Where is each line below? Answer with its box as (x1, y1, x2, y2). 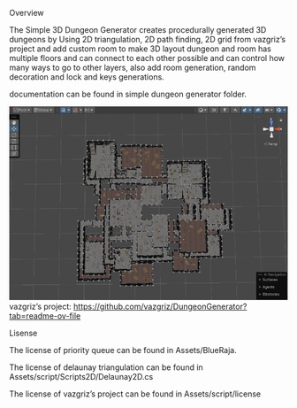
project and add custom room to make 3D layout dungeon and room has (9, 43, 271, 54)
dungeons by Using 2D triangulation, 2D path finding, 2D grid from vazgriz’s (9, 35, 286, 44)
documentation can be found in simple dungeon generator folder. (9, 89, 247, 99)
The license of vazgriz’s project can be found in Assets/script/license (9, 389, 262, 399)
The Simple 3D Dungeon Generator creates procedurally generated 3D (9, 25, 267, 35)
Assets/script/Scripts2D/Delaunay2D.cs (9, 372, 154, 382)
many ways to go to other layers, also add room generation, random (9, 62, 256, 73)
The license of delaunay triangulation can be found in (9, 362, 203, 373)
